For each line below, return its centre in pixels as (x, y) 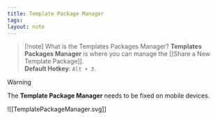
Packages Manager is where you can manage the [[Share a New (117, 54)
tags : (15, 20)
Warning (19, 82)
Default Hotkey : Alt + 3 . (60, 69)
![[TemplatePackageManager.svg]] (57, 110)
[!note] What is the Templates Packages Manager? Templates (113, 47)
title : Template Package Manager (56, 14)
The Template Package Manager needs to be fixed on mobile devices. (108, 96)
